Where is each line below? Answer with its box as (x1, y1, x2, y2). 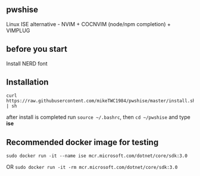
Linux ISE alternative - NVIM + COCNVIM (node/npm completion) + (6, 20, 171, 27)
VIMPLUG (6, 27, 30, 34)
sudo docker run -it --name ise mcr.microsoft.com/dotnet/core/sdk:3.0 (6, 153, 187, 159)
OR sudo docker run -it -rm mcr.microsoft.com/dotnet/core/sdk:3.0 (6, 164, 178, 171)
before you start (6, 44, 67, 54)
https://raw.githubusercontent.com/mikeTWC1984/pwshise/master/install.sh (6, 98, 196, 104)
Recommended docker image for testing (6, 137, 159, 147)
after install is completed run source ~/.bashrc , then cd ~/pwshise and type (6, 114, 190, 121)
